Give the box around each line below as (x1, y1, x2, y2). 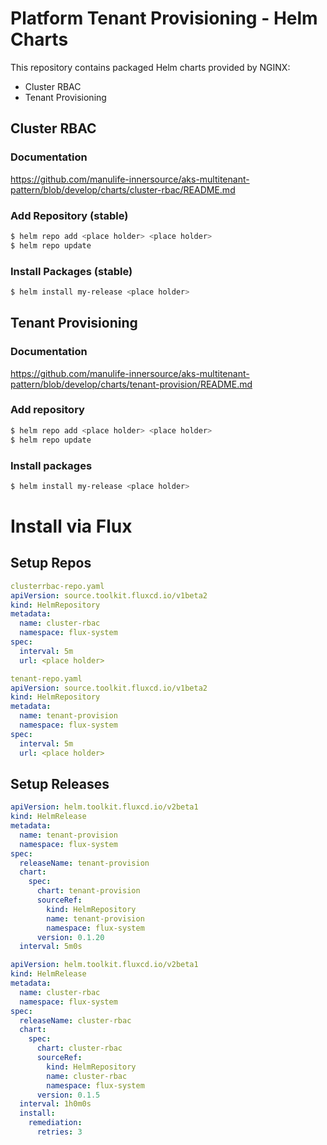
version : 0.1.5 (36, 1090, 101, 1100)
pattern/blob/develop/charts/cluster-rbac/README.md (10, 183, 236, 196)
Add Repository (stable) (10, 208, 129, 222)
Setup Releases (10, 775, 110, 792)
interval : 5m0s (19, 942, 83, 952)
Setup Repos (10, 555, 92, 572)
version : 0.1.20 (36, 932, 105, 942)
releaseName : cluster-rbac (19, 1015, 132, 1026)
